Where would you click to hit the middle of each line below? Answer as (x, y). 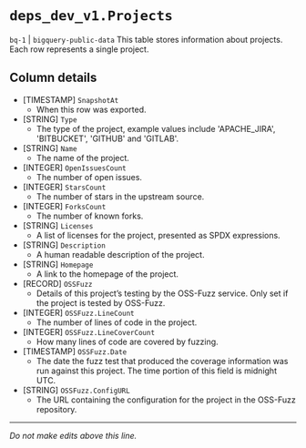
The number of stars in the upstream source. (120, 196)
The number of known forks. (90, 216)
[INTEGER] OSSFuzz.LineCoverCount (89, 331)
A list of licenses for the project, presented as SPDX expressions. (158, 235)
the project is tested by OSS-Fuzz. (101, 302)
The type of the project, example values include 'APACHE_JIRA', (156, 128)
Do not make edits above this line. (73, 435)
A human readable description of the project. (120, 254)
